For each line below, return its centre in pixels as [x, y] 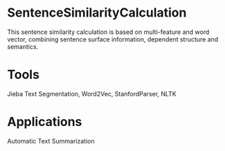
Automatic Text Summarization [51, 141]
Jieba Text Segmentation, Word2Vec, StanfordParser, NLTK [92, 94]
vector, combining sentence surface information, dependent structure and [113, 39]
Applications [45, 122]
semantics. [23, 46]
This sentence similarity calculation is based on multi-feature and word [108, 32]
